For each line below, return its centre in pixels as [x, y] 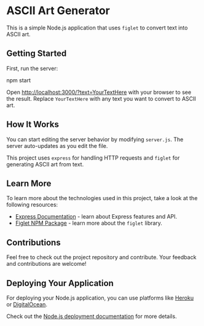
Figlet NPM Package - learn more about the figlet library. [89, 223]
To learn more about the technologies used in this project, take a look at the [102, 198]
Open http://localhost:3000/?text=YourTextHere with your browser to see [99, 92]
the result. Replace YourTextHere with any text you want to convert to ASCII [101, 98]
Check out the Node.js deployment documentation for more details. [92, 316]
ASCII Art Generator [58, 11]
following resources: [32, 205]
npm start [19, 80]
